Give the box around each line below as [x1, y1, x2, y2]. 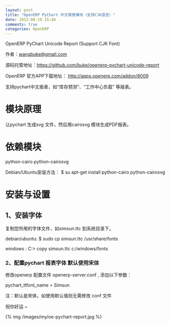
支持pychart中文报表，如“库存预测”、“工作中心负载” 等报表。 [5, 84, 134, 90]
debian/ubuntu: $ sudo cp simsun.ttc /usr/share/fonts [5, 236, 118, 242]
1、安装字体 [5, 211, 42, 220]
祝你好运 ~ [5, 304, 28, 310]
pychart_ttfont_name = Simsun [5, 282, 70, 288]
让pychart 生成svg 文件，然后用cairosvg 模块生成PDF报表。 [5, 121, 132, 128]
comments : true [5, 21, 38, 27]
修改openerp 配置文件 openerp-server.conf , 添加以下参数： [5, 272, 132, 278]
